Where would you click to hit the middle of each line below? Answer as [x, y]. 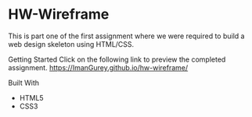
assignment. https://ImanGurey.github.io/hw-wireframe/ [98, 67]
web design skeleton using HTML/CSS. [71, 44]
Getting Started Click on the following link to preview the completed [117, 59]
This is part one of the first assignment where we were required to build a [126, 36]
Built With [23, 83]
